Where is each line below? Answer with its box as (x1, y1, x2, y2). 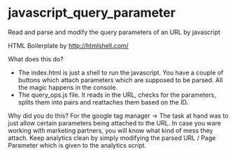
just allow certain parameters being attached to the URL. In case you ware (8, 118, 221, 127)
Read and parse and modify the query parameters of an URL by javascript (8, 28, 221, 36)
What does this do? (8, 54, 64, 63)
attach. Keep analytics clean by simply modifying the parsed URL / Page (8, 134, 216, 142)
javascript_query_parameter (8, 5, 176, 21)
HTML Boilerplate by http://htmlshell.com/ (8, 41, 129, 49)
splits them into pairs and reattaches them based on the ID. (17, 97, 188, 106)
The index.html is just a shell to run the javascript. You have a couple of (17, 68, 224, 77)
